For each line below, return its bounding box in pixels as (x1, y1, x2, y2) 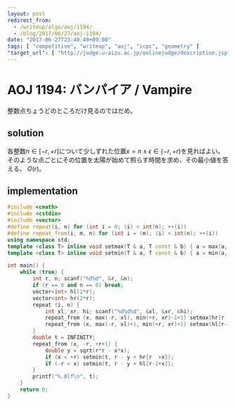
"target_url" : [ (7, 50, 55, 57)
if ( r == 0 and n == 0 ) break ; (32, 282, 124, 289)
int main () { (7, 262, 46, 269)
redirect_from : (7, 17, 52, 24)
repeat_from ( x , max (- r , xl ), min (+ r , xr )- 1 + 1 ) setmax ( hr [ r (44, 314, 225, 322)
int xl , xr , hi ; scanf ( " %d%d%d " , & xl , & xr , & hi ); (44, 308, 193, 315)
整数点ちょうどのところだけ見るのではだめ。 (7, 106, 137, 114)
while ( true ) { (20, 268, 65, 276)
